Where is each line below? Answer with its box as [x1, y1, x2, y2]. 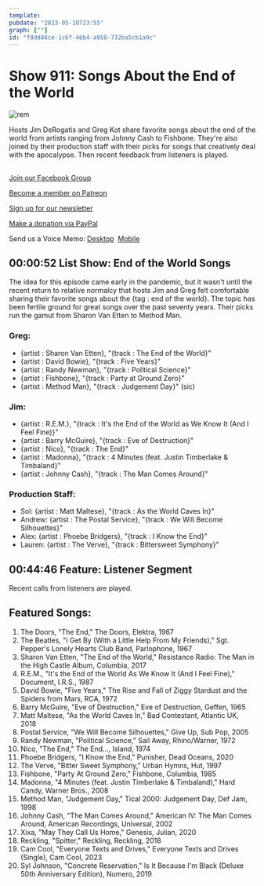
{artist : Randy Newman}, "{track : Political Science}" [20, 364, 191, 374]
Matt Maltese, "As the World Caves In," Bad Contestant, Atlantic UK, [20, 710, 240, 719]
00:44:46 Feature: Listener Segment [9, 562, 193, 576]
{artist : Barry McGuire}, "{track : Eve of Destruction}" [20, 435, 194, 445]
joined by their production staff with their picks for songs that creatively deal [9, 142, 256, 152]
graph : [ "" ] [9, 26, 48, 34]
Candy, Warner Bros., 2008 [20, 785, 109, 795]
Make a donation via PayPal [9, 218, 99, 228]
